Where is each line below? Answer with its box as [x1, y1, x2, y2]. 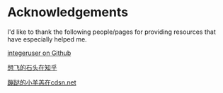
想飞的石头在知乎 [7, 63, 57, 71]
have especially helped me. [7, 35, 87, 43]
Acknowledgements [7, 4, 129, 20]
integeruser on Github [7, 49, 72, 57]
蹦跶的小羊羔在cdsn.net [7, 78, 76, 87]
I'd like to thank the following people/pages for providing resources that [7, 27, 216, 36]
